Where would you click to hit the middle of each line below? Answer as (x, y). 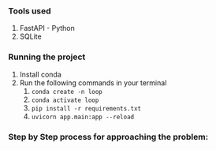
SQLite (30, 36)
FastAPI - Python (47, 28)
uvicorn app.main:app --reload (83, 117)
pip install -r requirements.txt (86, 108)
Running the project (47, 57)
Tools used (30, 11)
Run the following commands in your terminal (93, 82)
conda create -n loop (67, 92)
